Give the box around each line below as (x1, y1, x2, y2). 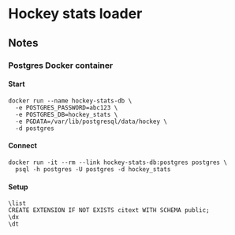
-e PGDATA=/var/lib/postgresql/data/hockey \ (15, 117, 168, 125)
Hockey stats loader (8, 5, 143, 23)
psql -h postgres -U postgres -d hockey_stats (15, 165, 171, 173)
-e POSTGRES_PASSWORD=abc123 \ (15, 103, 118, 111)
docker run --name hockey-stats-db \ (8, 96, 132, 105)
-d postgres (15, 124, 55, 132)
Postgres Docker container (8, 60, 114, 71)
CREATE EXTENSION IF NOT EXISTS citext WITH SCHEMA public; (8, 207, 211, 214)
